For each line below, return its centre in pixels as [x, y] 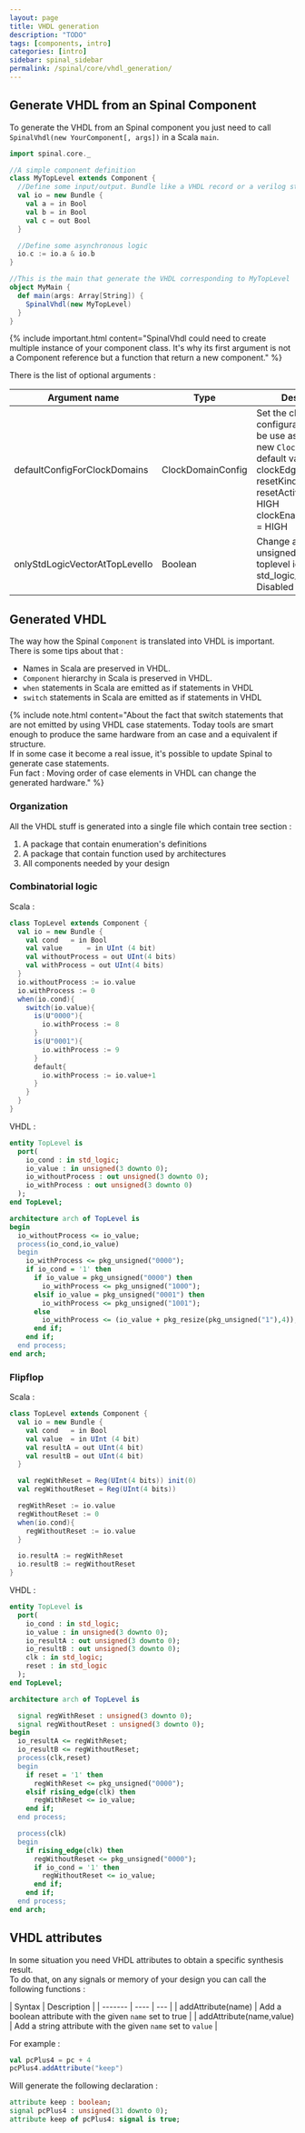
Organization [39, 806]
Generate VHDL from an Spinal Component [133, 105]
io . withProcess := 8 [81, 1025]
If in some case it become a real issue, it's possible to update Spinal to [141, 754]
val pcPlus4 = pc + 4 [50, 2060]
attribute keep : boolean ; [60, 2103]
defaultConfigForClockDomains [81, 470]
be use [271, 436]
